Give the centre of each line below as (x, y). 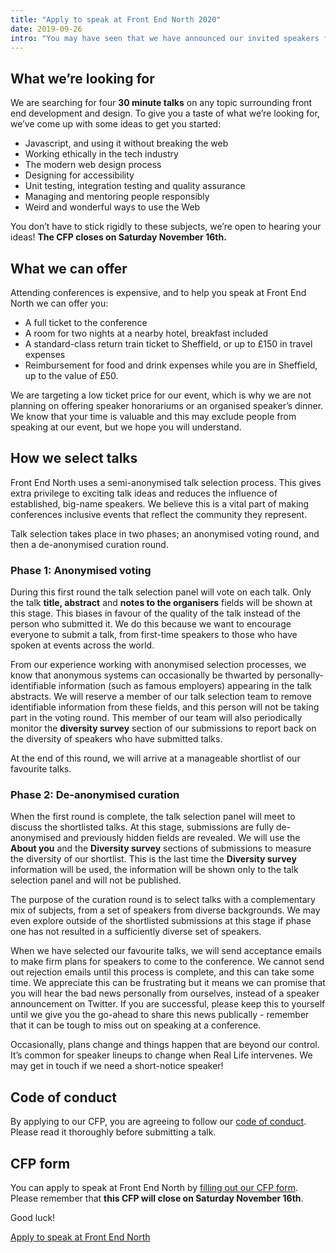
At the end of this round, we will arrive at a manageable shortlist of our (155, 758)
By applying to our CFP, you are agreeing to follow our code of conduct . (158, 1122)
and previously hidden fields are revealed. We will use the (182, 838)
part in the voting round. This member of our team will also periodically (156, 718)
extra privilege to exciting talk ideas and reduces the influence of (144, 493)
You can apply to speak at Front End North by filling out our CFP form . (154, 1188)
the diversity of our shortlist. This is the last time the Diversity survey (153, 859)
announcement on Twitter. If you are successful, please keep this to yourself (168, 1004)
